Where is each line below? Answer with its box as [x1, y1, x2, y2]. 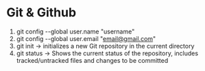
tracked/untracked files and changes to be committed [16, 56, 169, 64]
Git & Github [6, 5, 77, 20]
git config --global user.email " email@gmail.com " [16, 34, 156, 42]
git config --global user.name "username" [16, 27, 135, 35]
